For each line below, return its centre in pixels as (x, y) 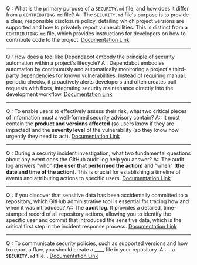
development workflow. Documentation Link (59, 94)
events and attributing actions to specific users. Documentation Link (89, 178)
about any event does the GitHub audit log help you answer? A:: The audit (95, 159)
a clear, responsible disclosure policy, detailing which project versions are (95, 21)
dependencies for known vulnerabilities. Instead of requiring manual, (103, 75)
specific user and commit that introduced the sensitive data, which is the (94, 220)
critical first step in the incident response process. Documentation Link (91, 226)
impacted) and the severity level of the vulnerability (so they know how (93, 130)
